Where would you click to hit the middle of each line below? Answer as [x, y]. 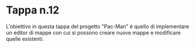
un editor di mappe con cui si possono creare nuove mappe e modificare [93, 32]
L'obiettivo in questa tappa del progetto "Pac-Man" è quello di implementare [98, 26]
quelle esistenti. [25, 39]
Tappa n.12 [33, 10]
